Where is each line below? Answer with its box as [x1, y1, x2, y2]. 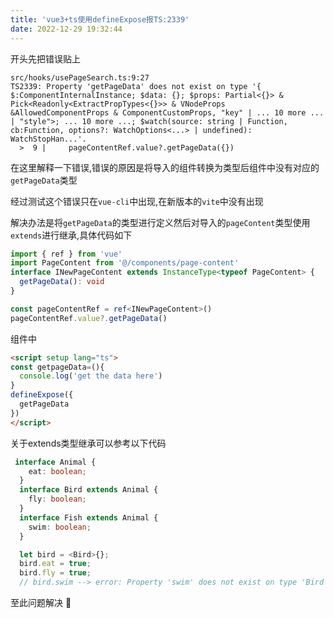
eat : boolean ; [28, 466, 87, 476]
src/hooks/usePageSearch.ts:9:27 [10, 72, 150, 83]
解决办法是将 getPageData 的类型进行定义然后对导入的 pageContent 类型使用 [10, 216, 311, 228]
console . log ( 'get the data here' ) [19, 371, 163, 381]
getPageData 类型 [10, 174, 78, 186]
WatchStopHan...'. [10, 134, 87, 144]
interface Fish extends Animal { [19, 512, 159, 523]
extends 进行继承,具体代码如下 [10, 229, 133, 241]
